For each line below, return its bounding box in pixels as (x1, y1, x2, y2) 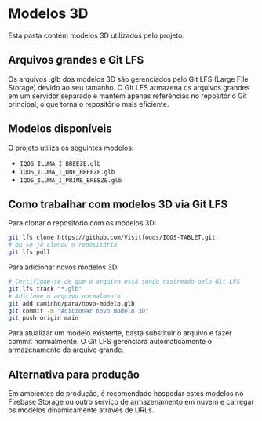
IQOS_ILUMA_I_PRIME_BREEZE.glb (19, 176, 122, 185)
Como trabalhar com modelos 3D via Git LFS (8, 197, 228, 210)
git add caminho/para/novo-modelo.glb (8, 299, 135, 307)
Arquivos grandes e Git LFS (8, 53, 144, 67)
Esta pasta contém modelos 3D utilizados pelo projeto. (8, 31, 185, 40)
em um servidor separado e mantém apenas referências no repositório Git (8, 91, 247, 101)
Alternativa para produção (8, 368, 140, 381)
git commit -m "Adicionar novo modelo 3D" (8, 307, 149, 315)
